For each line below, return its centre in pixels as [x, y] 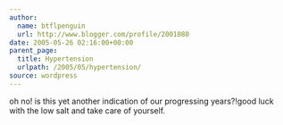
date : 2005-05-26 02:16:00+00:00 [71, 42]
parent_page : [33, 51]
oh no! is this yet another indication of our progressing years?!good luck [141, 101]
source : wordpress [43, 76]
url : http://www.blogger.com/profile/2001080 [104, 34]
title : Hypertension [55, 59]
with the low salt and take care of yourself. [87, 110]
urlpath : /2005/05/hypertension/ [79, 68]
